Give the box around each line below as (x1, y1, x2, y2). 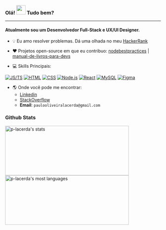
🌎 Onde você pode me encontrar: (12, 84, 82, 90)
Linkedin (19, 92, 37, 97)
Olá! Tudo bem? (5, 9, 54, 16)
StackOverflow (19, 96, 50, 102)
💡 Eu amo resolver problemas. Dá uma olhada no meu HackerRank (12, 38, 148, 44)
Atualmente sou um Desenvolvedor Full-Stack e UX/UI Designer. (5, 27, 140, 33)
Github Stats (5, 114, 36, 121)
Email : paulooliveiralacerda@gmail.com (19, 102, 100, 108)
